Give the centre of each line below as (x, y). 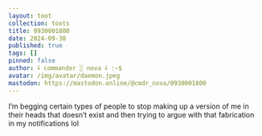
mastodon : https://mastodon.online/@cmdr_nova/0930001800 (107, 83)
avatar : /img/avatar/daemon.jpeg (64, 76)
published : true (35, 46)
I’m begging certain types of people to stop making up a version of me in (129, 106)
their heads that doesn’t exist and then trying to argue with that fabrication (131, 114)
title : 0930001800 (39, 31)
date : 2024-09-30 (37, 38)
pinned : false (32, 61)
